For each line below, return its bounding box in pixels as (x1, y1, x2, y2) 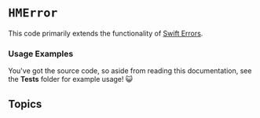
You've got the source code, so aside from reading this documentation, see (8, 66, 252, 76)
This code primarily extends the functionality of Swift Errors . (8, 28, 203, 38)
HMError (8, 6, 58, 20)
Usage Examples (8, 48, 74, 59)
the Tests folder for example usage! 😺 (8, 75, 134, 84)
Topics (8, 97, 42, 111)
